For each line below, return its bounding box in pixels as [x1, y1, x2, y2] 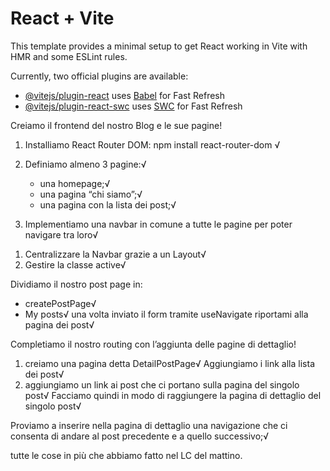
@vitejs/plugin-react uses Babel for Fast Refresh [24, 89, 226, 101]
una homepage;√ [39, 177, 111, 189]
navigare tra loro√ [24, 228, 99, 241]
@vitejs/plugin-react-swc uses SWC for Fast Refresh [24, 100, 243, 112]
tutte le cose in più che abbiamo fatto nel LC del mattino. [10, 449, 243, 461]
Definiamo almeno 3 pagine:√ [24, 158, 147, 170]
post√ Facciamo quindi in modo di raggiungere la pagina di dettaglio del [24, 389, 322, 401]
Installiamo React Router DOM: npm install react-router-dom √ [24, 138, 281, 151]
